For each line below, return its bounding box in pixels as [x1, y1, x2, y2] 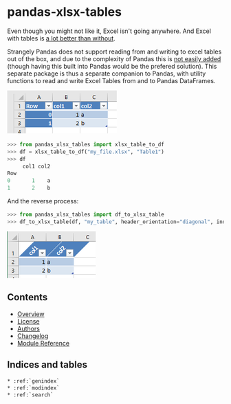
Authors [16, 324, 40, 333]
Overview [16, 310, 45, 318]
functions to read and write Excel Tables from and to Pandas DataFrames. [7, 76, 216, 85]
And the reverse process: [7, 197, 79, 205]
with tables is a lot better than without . [7, 34, 115, 42]
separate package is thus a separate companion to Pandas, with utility [7, 69, 206, 78]
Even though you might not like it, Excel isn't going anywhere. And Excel [7, 27, 212, 35]
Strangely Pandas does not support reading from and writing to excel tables [7, 47, 222, 56]
